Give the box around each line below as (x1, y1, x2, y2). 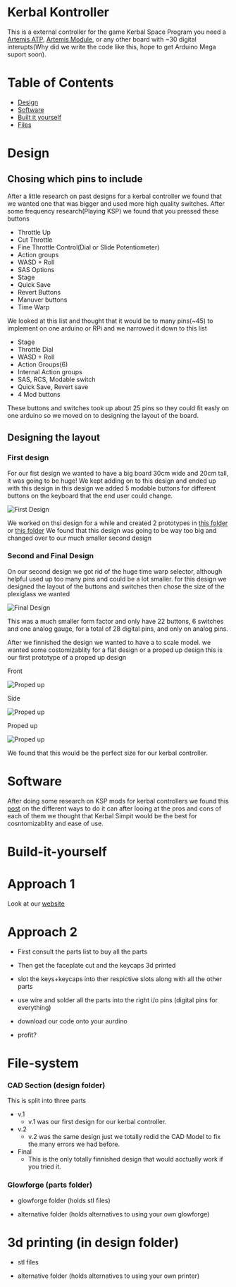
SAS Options (17, 265, 55, 273)
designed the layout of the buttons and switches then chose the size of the (7, 582, 225, 591)
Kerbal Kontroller (7, 4, 109, 20)
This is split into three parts (7, 1097, 87, 1105)
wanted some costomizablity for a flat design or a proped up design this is (7, 646, 223, 654)
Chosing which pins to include (7, 173, 143, 185)
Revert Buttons (17, 288, 61, 296)
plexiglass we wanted (7, 589, 70, 598)
